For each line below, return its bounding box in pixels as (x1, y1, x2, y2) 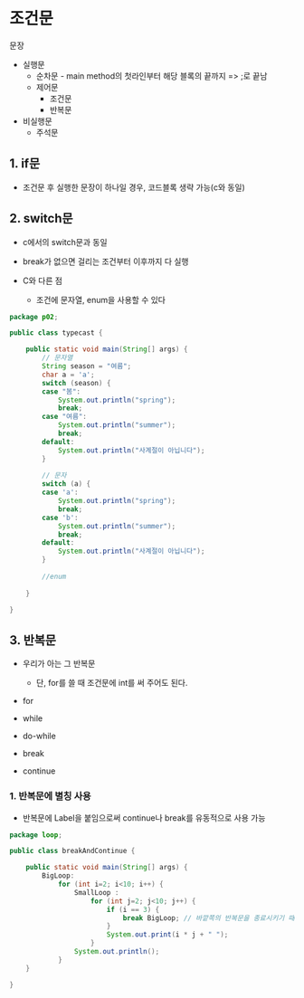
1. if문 (9, 156, 41, 172)
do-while (22, 730, 56, 742)
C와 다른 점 (22, 275, 63, 286)
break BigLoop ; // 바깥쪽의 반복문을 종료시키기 (122, 913, 285, 923)
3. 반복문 (9, 632, 57, 648)
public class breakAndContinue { (9, 847, 136, 856)
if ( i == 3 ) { (106, 905, 160, 914)
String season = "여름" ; (42, 362, 132, 371)
